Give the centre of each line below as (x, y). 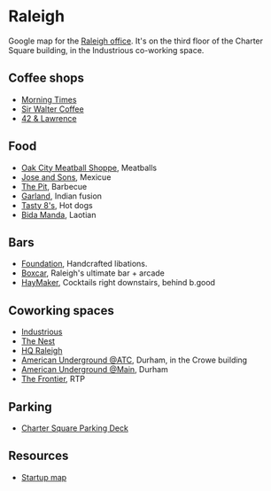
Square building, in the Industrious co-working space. (106, 50)
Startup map (44, 477)
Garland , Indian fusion (62, 196)
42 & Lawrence (49, 118)
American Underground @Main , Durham (95, 370)
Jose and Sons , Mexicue (66, 177)
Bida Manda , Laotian (58, 214)
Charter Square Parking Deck (75, 428)
